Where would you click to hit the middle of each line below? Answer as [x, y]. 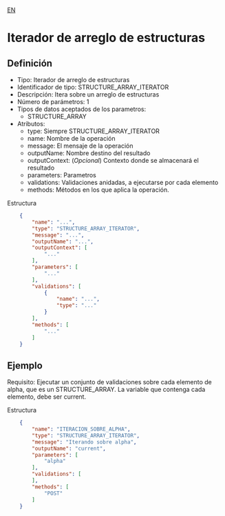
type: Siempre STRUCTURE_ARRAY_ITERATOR [94, 131]
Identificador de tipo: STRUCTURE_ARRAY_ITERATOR [93, 87]
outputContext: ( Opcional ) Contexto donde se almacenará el [113, 160]
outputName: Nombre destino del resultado [89, 153]
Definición [30, 63]
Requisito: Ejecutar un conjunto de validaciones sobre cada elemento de [109, 382]
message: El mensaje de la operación [80, 146]
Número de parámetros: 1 [53, 102]
